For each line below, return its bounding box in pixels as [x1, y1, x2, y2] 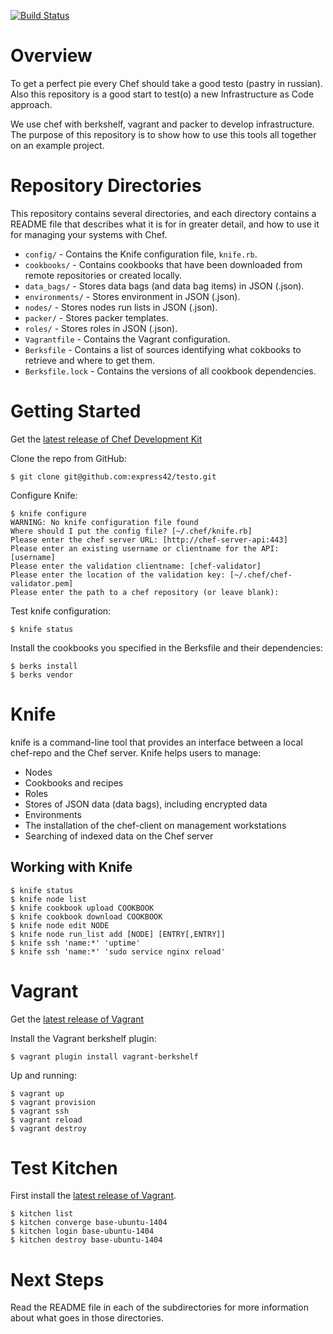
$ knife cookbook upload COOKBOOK [10, 903, 155, 913]
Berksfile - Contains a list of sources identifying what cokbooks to [24, 343, 302, 355]
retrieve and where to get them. [24, 354, 155, 366]
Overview [10, 45, 93, 67]
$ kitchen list [10, 1209, 74, 1219]
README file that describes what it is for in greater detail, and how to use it [10, 218, 320, 230]
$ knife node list [10, 894, 87, 904]
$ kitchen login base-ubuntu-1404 [10, 1226, 155, 1237]
